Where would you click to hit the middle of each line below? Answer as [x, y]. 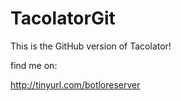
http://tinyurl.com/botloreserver [75, 84]
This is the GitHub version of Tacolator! [91, 46]
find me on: [34, 65]
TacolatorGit [63, 18]
